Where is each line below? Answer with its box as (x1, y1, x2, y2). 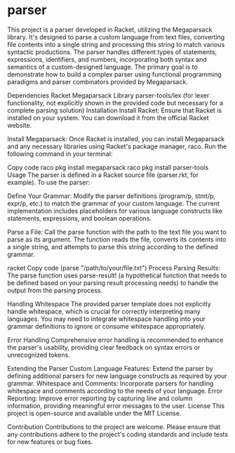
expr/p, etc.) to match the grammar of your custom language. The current (7, 199, 220, 207)
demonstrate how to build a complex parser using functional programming (7, 70, 222, 79)
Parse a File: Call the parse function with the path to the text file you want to (7, 228, 227, 236)
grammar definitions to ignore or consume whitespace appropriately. (7, 322, 206, 330)
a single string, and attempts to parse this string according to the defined (7, 242, 219, 251)
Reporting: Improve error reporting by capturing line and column (7, 394, 193, 402)
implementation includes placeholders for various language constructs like (7, 206, 223, 215)
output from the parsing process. (7, 286, 103, 294)
